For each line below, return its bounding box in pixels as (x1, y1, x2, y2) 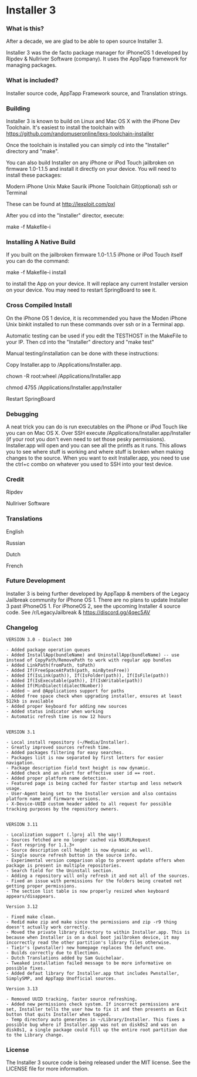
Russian (6, 539, 25, 546)
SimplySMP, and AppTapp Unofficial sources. (6, 975, 117, 982)
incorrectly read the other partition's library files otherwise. (6, 940, 172, 946)
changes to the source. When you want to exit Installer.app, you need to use (6, 454, 190, 461)
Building (6, 104, 30, 112)
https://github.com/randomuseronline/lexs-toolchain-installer (6, 130, 154, 137)
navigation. (6, 760, 35, 766)
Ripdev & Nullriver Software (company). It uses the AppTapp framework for (6, 55, 187, 62)
